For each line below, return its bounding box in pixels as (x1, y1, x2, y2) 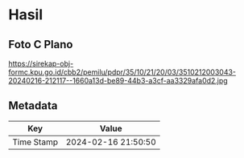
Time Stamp (12, 136, 59, 148)
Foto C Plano (8, 38, 73, 51)
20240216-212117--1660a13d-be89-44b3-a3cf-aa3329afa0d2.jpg (8, 76, 228, 85)
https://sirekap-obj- (8, 59, 74, 68)
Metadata (8, 99, 58, 113)
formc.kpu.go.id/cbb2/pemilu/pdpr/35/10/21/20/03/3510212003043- (8, 67, 236, 77)
